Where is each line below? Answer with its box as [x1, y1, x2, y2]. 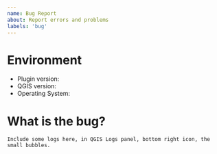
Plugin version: [16, 75, 60, 83]
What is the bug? [7, 114, 106, 129]
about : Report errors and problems [7, 16, 109, 23]
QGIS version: [16, 82, 57, 90]
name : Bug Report [7, 10, 57, 17]
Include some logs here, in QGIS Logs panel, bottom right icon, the [7, 136, 211, 143]
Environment [7, 52, 82, 68]
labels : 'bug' [7, 23, 48, 29]
